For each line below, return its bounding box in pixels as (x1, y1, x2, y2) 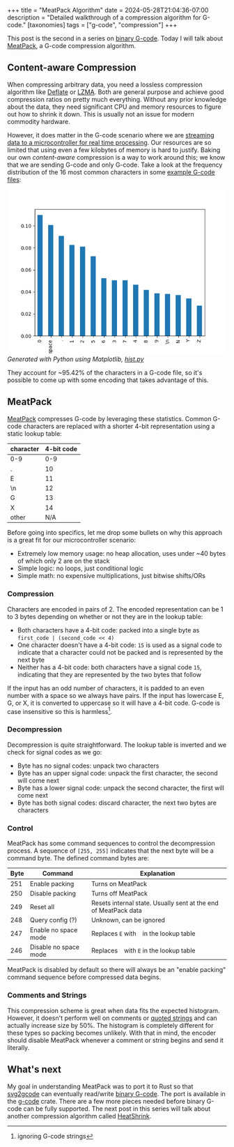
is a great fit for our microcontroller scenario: (7, 536, 136, 545)
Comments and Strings (7, 990, 87, 1000)
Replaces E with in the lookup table (91, 929, 196, 938)
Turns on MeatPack (91, 879, 148, 888)
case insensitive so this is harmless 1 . (7, 706, 113, 715)
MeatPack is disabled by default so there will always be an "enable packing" (7, 966, 226, 974)
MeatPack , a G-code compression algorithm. (7, 42, 136, 50)
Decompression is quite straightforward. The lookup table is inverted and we (7, 740, 227, 749)
